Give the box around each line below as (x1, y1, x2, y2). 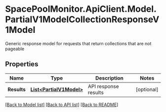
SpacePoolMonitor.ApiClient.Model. (5, 3, 157, 15)
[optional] (135, 86, 159, 93)
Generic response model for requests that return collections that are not (5, 40, 152, 46)
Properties (5, 60, 39, 68)
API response (88, 83, 119, 89)
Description (95, 75, 124, 82)
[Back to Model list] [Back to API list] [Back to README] (5, 102, 119, 108)
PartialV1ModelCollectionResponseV (5, 14, 160, 25)
